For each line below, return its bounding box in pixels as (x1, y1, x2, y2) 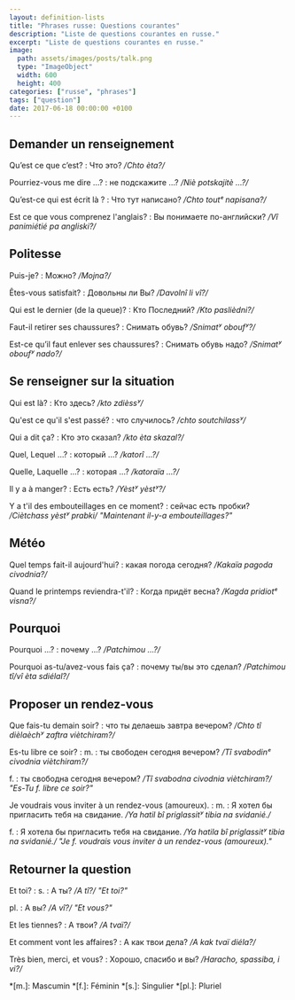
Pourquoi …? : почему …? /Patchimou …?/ (9, 645, 161, 655)
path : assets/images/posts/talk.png (17, 54, 152, 63)
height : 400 (17, 79, 62, 88)
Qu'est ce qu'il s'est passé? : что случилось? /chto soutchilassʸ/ (9, 414, 246, 426)
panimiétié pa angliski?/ (9, 221, 97, 231)
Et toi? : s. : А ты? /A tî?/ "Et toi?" (9, 885, 128, 895)
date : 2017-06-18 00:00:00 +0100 (9, 104, 133, 113)
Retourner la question (9, 862, 132, 877)
